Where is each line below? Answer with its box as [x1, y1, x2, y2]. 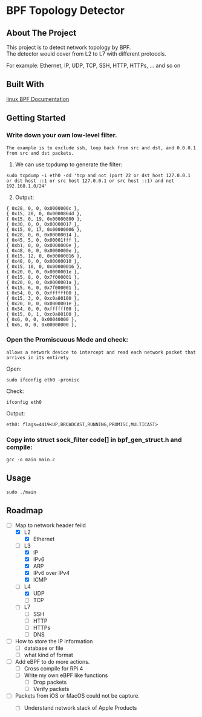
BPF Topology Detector [6, 4, 125, 18]
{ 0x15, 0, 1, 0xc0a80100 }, [6, 311, 80, 317]
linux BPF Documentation [6, 95, 70, 103]
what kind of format [24, 651, 74, 658]
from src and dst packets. [6, 150, 74, 156]
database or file [24, 644, 64, 652]
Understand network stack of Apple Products [24, 704, 137, 712]
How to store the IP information [15, 637, 93, 644]
